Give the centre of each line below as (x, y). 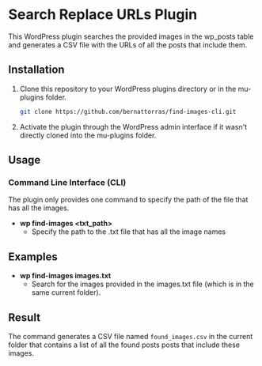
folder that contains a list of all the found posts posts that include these (124, 345)
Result (25, 317)
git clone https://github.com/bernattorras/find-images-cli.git (128, 111)
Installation (36, 70)
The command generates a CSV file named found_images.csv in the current (131, 336)
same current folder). (66, 292)
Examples (33, 257)
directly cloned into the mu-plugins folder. (88, 135)
